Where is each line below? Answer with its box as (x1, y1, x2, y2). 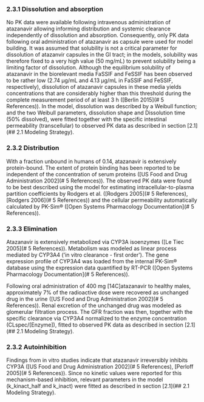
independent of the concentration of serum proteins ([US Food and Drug (6, 170, 188, 178)
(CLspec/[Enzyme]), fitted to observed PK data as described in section (6, 321, 184, 328)
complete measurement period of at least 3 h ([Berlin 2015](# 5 (6, 96, 165, 103)
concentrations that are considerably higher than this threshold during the (6, 90, 191, 97)
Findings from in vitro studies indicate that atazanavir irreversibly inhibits (6, 356, 188, 364)
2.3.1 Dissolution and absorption (6, 5, 103, 13)
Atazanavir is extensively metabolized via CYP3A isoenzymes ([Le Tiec (6, 238, 184, 245)
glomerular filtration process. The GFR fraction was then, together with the (6, 308, 193, 315)
